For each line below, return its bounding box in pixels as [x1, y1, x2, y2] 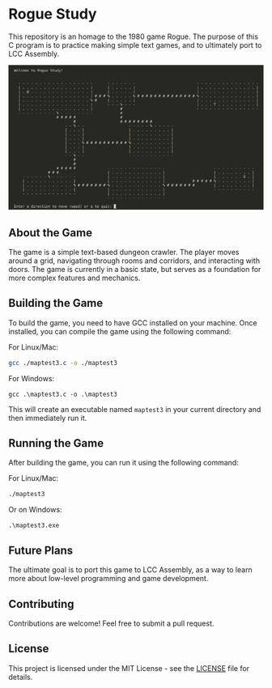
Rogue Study [8, 5, 97, 23]
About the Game [8, 226, 93, 240]
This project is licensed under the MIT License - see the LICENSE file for [8, 663, 249, 673]
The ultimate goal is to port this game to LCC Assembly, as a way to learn [8, 565, 253, 575]
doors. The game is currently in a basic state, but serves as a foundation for [8, 264, 261, 274]
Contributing [8, 597, 74, 611]
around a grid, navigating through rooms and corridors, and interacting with [8, 256, 261, 265]
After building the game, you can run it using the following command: [8, 458, 239, 468]
